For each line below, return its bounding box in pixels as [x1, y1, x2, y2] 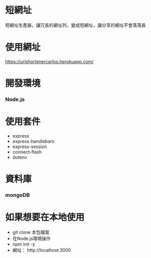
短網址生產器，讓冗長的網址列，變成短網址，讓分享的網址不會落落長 [5, 22, 146, 28]
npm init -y [12, 241, 35, 247]
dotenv [12, 154, 28, 160]
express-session [12, 144, 47, 150]
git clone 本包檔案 [12, 229, 50, 235]
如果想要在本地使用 [5, 212, 85, 223]
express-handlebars [12, 138, 55, 144]
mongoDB [5, 192, 30, 199]
